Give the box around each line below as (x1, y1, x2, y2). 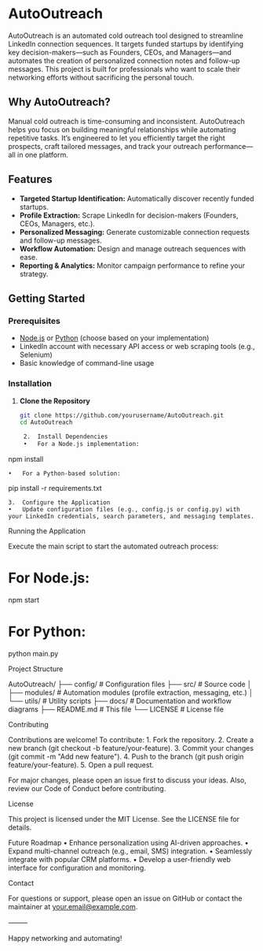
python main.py (8, 648, 59, 658)
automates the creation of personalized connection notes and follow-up (8, 56, 240, 65)
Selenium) (19, 350, 53, 359)
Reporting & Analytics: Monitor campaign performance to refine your (19, 261, 246, 270)
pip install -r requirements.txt (8, 484, 102, 493)
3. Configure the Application (8, 499, 111, 507)
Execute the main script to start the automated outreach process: (8, 541, 219, 552)
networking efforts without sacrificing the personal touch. (8, 72, 195, 82)
